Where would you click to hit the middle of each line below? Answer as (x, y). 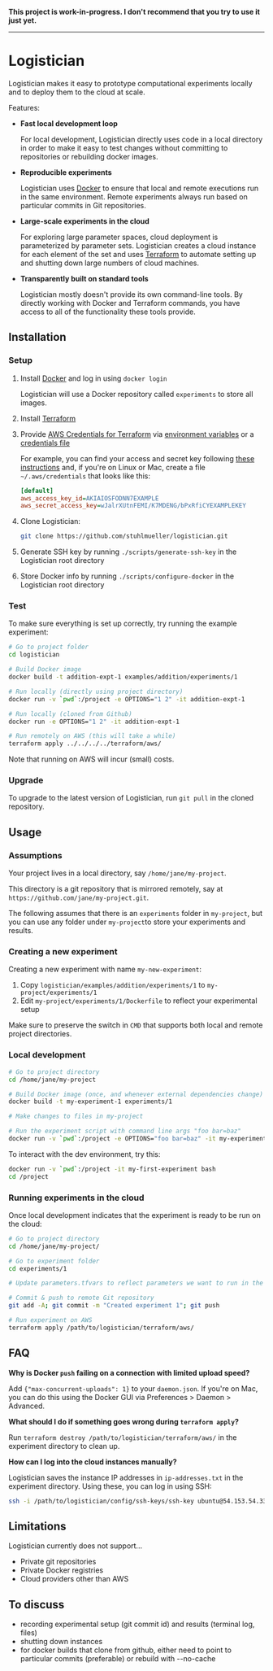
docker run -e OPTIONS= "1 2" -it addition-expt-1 (94, 722)
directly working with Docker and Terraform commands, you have (130, 303)
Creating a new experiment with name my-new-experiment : (105, 969)
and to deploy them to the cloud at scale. (77, 92)
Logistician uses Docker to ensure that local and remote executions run (139, 188)
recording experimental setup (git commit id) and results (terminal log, (137, 1624)
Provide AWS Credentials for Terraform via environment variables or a (137, 434)
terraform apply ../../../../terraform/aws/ (85, 744)
